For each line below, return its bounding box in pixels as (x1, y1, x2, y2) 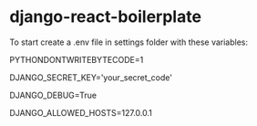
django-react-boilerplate (9, 6, 202, 27)
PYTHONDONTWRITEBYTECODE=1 (9, 54, 144, 65)
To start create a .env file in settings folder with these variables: (9, 37, 249, 47)
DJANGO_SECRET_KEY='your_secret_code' (9, 71, 173, 83)
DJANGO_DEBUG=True (9, 89, 98, 100)
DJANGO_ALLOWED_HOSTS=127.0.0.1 (9, 107, 152, 118)
